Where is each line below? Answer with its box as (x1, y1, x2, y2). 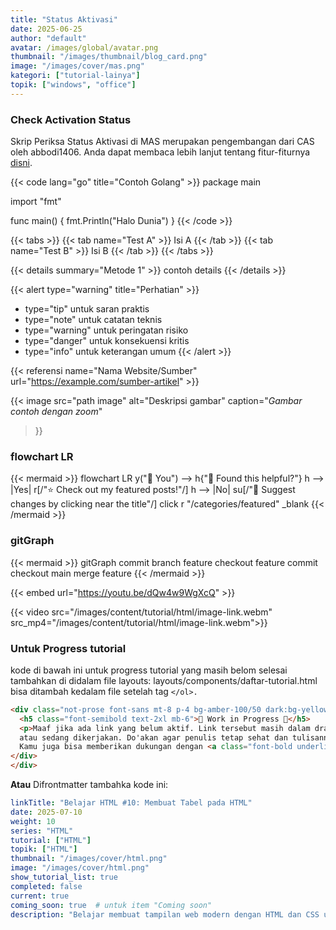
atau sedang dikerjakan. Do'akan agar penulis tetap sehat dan (19, 732, 288, 743)
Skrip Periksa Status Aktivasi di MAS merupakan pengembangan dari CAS (10, 136, 315, 148)
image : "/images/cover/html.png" (10, 863, 150, 873)
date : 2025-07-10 (10, 807, 83, 817)
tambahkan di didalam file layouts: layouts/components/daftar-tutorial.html (10, 674, 318, 686)
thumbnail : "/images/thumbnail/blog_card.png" (10, 52, 208, 62)
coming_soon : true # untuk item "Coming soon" (10, 900, 213, 910)
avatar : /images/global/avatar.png (10, 42, 159, 53)
